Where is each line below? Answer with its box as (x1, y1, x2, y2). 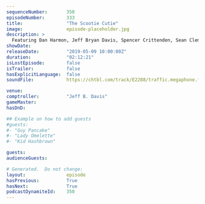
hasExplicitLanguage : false (6, 71, 81, 77)
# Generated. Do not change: (6, 166, 84, 172)
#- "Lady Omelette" (6, 133, 56, 139)
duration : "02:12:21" (6, 54, 95, 60)
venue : (6, 88, 23, 94)
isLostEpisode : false (6, 60, 81, 66)
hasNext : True (6, 183, 78, 189)
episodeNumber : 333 (6, 15, 75, 21)
